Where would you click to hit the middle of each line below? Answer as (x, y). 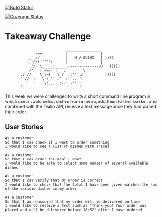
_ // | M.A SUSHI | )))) (71, 58)
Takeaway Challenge (48, 36)
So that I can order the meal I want (43, 159)
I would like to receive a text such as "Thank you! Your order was (76, 205)
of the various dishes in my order (41, 188)
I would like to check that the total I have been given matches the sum (81, 184)
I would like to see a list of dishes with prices (57, 146)
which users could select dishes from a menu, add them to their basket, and (81, 101)
